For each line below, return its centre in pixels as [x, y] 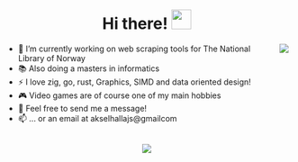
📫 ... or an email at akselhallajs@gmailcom [97, 118]
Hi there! [135, 24]
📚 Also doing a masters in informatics [89, 68]
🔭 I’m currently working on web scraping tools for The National [134, 49]
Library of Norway [51, 58]
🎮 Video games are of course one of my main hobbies [119, 95]
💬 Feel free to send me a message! [82, 108]
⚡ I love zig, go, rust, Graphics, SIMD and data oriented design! [135, 82]
